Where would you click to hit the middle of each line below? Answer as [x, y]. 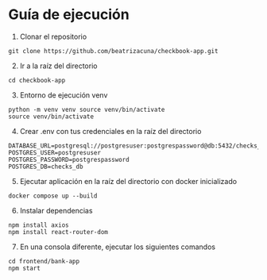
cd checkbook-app [37, 80]
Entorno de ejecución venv [64, 95]
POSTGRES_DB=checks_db [46, 167]
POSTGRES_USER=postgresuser [55, 152]
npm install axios [39, 225]
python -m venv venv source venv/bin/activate [87, 109]
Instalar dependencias [56, 210]
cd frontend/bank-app [44, 261]
